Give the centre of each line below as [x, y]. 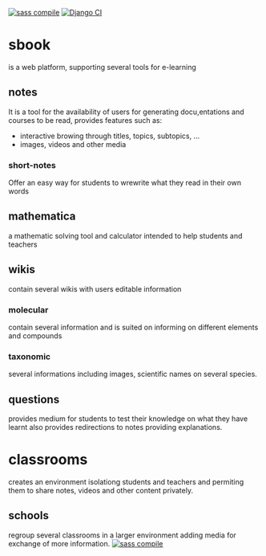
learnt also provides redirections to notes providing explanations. [115, 427]
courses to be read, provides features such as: [85, 120]
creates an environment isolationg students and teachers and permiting [126, 482]
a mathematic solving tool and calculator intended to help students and [125, 235]
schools [29, 515]
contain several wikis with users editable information [95, 288]
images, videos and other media [73, 144]
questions [34, 399]
